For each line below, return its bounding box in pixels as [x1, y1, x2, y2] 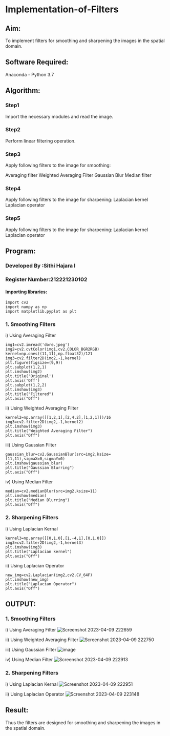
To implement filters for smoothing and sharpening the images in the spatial [5, 37, 165, 44]
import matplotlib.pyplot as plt [5, 309, 77, 314]
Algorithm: [5, 86, 40, 95]
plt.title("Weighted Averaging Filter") [5, 428, 93, 434]
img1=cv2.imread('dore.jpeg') [5, 342, 70, 347]
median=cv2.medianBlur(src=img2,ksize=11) [5, 488, 97, 494]
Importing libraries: [5, 289, 48, 295]
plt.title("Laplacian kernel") [5, 549, 72, 554]
